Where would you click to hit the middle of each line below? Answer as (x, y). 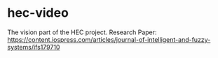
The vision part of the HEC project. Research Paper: (82, 32)
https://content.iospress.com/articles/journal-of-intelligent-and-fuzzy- (109, 39)
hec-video (38, 13)
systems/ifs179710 (34, 47)
